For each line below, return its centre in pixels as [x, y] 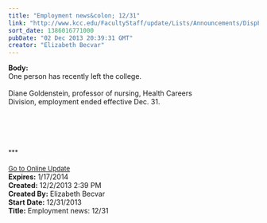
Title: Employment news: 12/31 [58, 211]
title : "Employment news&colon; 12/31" [74, 16]
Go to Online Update [39, 169]
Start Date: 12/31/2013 [45, 202]
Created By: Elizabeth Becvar [57, 194]
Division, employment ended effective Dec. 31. [84, 102]
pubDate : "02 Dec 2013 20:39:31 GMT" [71, 38]
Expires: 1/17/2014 [39, 177]
